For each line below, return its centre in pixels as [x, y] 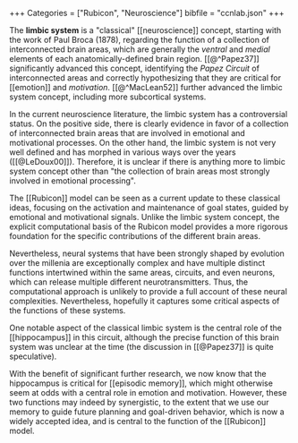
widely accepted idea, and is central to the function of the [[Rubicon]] [138, 421]
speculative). [33, 356]
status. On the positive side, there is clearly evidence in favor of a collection [149, 124]
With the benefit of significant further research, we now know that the [138, 374]
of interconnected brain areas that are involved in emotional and [128, 133]
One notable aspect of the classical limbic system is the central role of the [146, 328]
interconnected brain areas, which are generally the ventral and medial [140, 49]
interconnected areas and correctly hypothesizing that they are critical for [145, 78]
